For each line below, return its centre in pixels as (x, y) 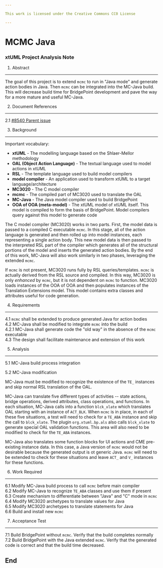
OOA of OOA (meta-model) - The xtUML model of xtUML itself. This (80, 205)
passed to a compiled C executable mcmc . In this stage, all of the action (75, 230)
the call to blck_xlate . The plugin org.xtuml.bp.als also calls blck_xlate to (80, 422)
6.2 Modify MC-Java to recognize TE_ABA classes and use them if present (78, 491)
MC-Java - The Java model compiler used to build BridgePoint (75, 200)
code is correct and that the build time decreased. (55, 545)
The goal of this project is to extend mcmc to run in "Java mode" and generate (81, 82)
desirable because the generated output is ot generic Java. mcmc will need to (81, 452)
